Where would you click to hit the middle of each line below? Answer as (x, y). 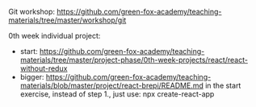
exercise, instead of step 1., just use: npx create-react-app (117, 94)
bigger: (32, 77)
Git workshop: (31, 12)
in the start (223, 85)
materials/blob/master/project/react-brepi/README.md (111, 85)
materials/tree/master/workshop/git (67, 20)
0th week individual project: (55, 36)
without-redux (44, 68)
